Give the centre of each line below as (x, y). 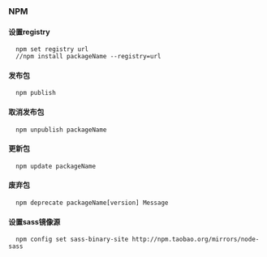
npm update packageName (56, 166)
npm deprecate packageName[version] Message (92, 203)
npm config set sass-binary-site (72, 240)
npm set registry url (52, 49)
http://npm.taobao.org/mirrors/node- (196, 240)
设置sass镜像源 (34, 221)
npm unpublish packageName (61, 130)
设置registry (29, 32)
